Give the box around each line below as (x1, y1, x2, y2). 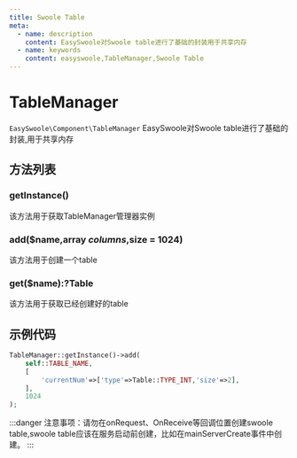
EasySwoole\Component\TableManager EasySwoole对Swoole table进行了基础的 (9, 122, 289, 133)
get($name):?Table (9, 276, 94, 289)
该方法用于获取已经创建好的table (9, 299, 129, 309)
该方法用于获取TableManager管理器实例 (9, 210, 155, 221)
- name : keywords (17, 46, 82, 55)
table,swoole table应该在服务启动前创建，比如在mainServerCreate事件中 (9, 429, 275, 439)
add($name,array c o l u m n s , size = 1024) (9, 233, 184, 245)
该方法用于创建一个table (9, 254, 98, 265)
